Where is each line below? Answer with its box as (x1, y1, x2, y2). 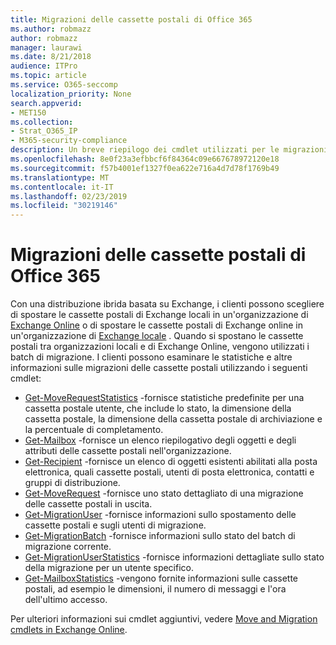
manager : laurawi (10, 42, 83, 53)
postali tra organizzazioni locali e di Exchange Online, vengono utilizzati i (10, 341, 310, 353)
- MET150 (10, 107, 47, 118)
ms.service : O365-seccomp (10, 80, 118, 90)
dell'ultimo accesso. (24, 594, 108, 606)
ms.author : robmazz (10, 24, 92, 34)
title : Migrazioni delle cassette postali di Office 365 (10, 14, 253, 25)
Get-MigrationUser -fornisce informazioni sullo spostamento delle (24, 509, 297, 521)
